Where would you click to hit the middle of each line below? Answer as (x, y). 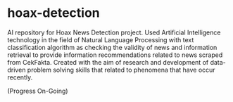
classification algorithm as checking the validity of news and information (112, 47)
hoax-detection (53, 13)
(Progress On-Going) (38, 91)
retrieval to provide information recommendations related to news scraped (115, 55)
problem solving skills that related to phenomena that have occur (121, 70)
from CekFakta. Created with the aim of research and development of (108, 62)
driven (17, 70)
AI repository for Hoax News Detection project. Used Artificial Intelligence (114, 32)
